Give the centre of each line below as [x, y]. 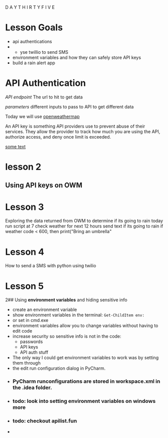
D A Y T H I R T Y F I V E [30, 7]
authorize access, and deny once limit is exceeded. [58, 137]
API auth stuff [34, 352]
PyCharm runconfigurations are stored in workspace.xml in [86, 381]
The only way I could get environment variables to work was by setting [86, 358]
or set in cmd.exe [30, 320]
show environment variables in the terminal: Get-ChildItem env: [78, 315]
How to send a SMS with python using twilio [51, 266]
